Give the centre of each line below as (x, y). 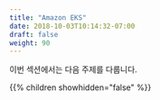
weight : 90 (30, 43)
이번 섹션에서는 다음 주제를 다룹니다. (73, 69)
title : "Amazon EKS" (48, 18)
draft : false (34, 34)
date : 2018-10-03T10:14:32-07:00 (72, 26)
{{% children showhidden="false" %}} (80, 87)
